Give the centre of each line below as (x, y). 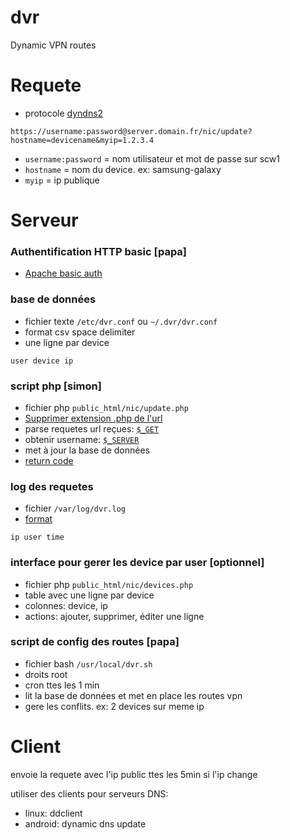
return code (49, 460)
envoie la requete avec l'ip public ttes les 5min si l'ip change (134, 774)
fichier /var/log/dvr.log (75, 508)
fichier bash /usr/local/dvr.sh (88, 663)
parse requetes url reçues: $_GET (92, 428)
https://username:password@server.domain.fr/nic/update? (131, 131)
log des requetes (52, 486)
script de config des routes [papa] (95, 642)
